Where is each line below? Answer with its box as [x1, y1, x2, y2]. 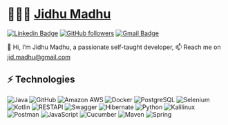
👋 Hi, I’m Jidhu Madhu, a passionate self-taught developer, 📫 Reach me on [7, 43, 221, 51]
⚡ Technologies [7, 74, 75, 86]
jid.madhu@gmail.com [7, 52, 71, 61]
